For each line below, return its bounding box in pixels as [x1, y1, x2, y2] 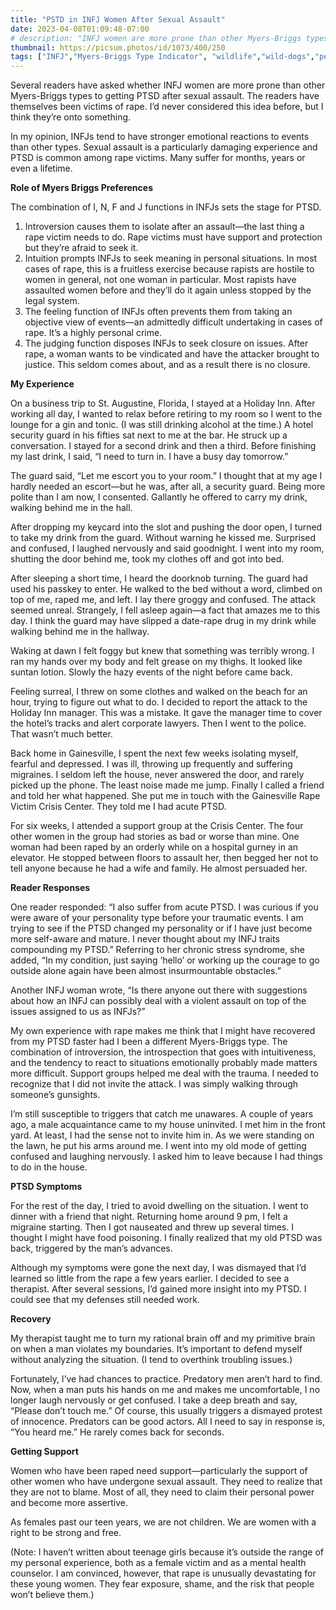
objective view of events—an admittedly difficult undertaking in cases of [24, 316, 323, 328]
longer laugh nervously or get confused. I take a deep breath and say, [10, 1394, 298, 1406]
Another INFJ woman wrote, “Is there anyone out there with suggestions [10, 984, 308, 996]
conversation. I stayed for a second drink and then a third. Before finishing [10, 440, 317, 452]
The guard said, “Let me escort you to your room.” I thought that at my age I [10, 470, 323, 482]
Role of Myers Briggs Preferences [10, 182, 153, 194]
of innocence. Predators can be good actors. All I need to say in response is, [10, 1416, 326, 1428]
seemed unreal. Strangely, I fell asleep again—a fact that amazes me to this [10, 604, 321, 616]
